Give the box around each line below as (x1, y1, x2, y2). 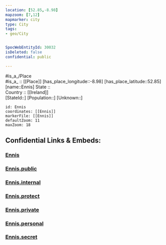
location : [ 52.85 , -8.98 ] (5, 7, 58, 13)
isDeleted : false (5, 50, 42, 55)
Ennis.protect (5, 192, 40, 200)
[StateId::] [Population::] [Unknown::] (5, 94, 83, 101)
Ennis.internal (5, 179, 41, 186)
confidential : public (5, 54, 52, 59)
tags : (5, 27, 17, 32)
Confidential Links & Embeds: (5, 136, 101, 145)
